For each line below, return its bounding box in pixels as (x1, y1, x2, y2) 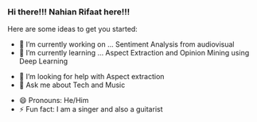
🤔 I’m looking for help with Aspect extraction (18, 72, 165, 82)
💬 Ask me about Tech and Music (18, 80, 126, 90)
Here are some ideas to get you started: (7, 25, 138, 34)
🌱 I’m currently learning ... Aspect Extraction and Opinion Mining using (18, 48, 250, 58)
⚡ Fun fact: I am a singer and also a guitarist (18, 105, 164, 114)
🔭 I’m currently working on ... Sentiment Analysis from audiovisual (18, 40, 235, 49)
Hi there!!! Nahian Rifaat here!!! (7, 6, 130, 17)
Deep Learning (18, 56, 68, 66)
